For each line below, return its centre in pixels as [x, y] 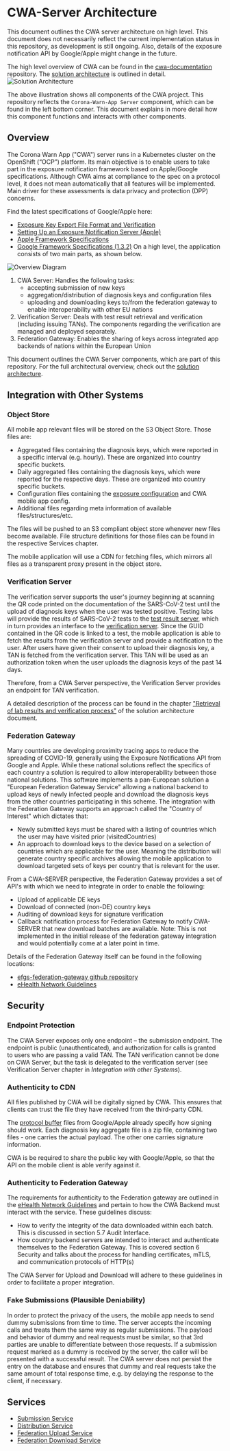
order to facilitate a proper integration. [61, 1282]
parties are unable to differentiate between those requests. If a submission [112, 1344]
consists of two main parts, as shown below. [79, 253]
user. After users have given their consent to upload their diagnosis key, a [111, 647]
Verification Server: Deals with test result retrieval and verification [110, 317]
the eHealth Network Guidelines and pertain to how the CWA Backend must [114, 1205]
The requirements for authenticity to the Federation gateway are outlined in [113, 1198]
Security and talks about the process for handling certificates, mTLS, [114, 1254]
